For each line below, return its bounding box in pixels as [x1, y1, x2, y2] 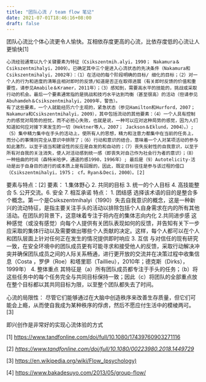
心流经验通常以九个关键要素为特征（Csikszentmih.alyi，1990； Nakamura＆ [6, 59, 180, 65]
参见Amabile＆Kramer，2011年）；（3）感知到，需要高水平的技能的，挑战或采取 [24, 85, 197, 91]
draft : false [6, 20, 40, 26]
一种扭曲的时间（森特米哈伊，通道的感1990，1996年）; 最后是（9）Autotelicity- [6, 157, 191, 163]
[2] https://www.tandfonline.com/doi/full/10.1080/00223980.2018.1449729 [6, 345, 194, 353]
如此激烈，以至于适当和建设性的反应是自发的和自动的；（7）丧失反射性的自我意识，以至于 [6, 143, 199, 150]
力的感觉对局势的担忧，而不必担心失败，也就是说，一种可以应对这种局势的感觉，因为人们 [6, 118, 198, 124]
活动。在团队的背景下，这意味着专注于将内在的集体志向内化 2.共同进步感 [6, 212, 190, 220]
